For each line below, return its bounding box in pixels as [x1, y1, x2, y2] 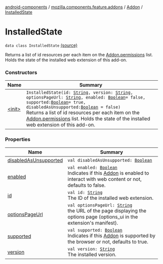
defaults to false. [67, 182, 106, 189]
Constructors [5, 69, 37, 76]
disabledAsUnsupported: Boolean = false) [26, 105, 121, 110]
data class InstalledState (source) [5, 42, 78, 48]
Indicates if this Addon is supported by [67, 232, 156, 239]
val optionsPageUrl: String [67, 202, 132, 208]
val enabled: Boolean [67, 165, 118, 170]
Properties [5, 136, 31, 143]
